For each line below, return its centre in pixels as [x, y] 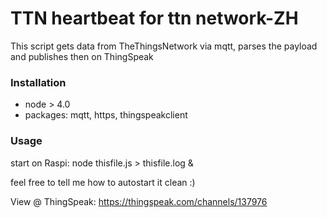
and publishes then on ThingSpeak [82, 56]
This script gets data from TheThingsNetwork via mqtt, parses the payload [164, 46]
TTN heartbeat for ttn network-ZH [154, 18]
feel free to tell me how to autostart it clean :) [103, 182]
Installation [38, 82]
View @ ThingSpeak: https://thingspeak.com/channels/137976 [139, 201]
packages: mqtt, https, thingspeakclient [106, 115]
